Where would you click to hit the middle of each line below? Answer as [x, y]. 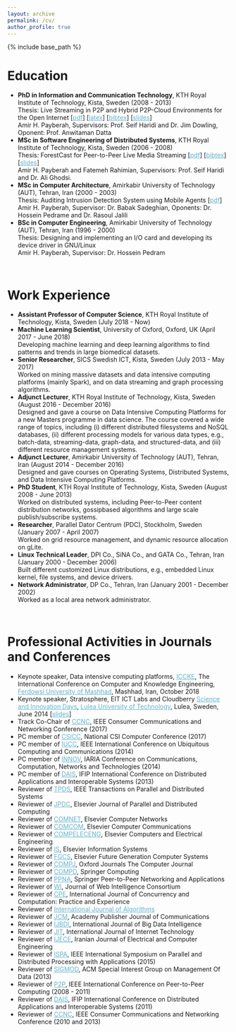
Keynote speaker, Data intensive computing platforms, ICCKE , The [113, 677]
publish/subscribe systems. [57, 517]
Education [38, 76]
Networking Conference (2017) [62, 729]
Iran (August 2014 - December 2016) [71, 465]
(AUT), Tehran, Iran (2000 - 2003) [67, 193]
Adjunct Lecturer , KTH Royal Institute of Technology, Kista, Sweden [117, 397]
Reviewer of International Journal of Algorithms [86, 909]
